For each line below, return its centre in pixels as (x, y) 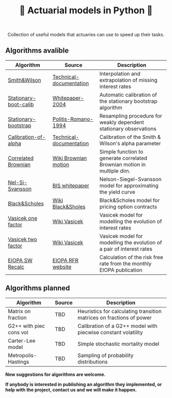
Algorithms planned (38, 288)
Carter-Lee (22, 341)
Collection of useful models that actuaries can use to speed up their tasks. (86, 34)
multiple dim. (115, 171)
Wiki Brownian (70, 158)
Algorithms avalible (37, 51)
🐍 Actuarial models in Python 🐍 (86, 10)
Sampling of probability (106, 355)
